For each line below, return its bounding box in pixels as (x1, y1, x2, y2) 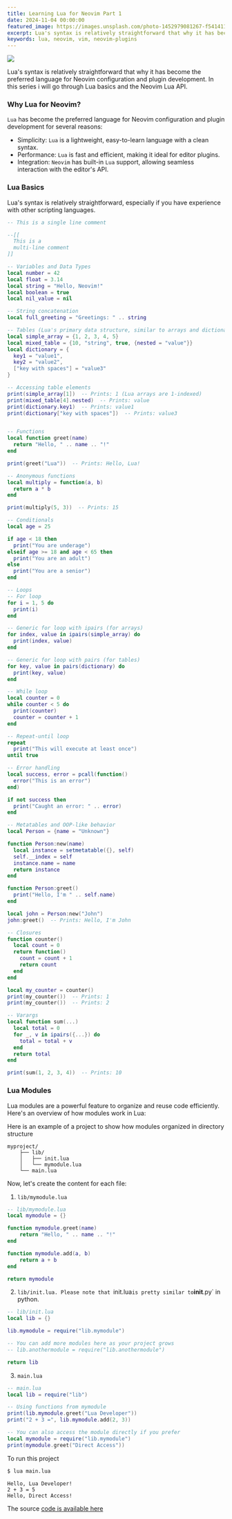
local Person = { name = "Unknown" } (7, 828, 110, 835)
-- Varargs (7, 1012, 39, 1019)
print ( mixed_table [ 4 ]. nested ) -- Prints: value (7, 397, 150, 404)
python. (17, 1295, 39, 1303)
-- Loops (7, 586, 32, 594)
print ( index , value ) (13, 638, 72, 644)
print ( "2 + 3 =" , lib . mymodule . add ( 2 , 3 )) (7, 1417, 131, 1424)
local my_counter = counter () (7, 986, 95, 993)
